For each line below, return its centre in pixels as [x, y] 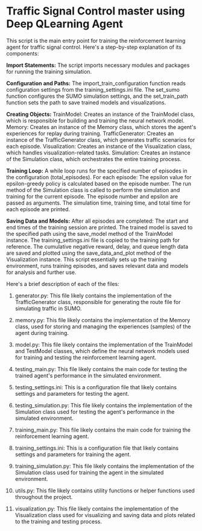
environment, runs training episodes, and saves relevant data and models [97, 265]
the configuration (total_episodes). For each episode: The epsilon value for [99, 177]
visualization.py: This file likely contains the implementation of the [97, 509]
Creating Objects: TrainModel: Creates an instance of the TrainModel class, [100, 114]
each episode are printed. [38, 209]
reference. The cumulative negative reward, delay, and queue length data [97, 246]
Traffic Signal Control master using [96, 11]
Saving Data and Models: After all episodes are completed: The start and [97, 221]
